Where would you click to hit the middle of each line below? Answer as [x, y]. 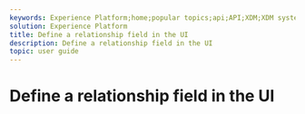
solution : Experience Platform [69, 26]
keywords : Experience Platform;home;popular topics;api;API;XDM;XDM [142, 18]
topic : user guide [44, 52]
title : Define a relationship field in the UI [99, 34]
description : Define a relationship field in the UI [111, 43]
